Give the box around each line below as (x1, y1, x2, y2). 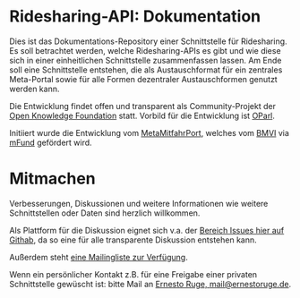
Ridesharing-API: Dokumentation (9, 6, 261, 27)
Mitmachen (9, 168, 96, 189)
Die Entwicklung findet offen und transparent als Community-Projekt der (9, 100, 276, 111)
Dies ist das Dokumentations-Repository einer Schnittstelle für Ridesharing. (9, 36, 288, 47)
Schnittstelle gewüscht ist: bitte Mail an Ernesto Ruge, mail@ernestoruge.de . (9, 278, 292, 289)
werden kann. (9, 83, 60, 94)
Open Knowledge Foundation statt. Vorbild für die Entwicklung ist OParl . (9, 110, 276, 121)
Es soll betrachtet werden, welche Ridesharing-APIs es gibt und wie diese (9, 45, 281, 55)
